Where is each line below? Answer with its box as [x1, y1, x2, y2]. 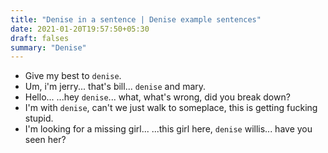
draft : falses [10, 33, 70, 43]
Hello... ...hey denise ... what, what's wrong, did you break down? [24, 91, 291, 103]
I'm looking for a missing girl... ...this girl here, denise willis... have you [24, 123, 313, 135]
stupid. [24, 112, 54, 125]
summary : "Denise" [10, 42, 87, 53]
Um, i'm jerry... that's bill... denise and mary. [24, 81, 207, 93]
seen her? [24, 134, 67, 146]
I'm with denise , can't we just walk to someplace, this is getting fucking [24, 102, 318, 114]
